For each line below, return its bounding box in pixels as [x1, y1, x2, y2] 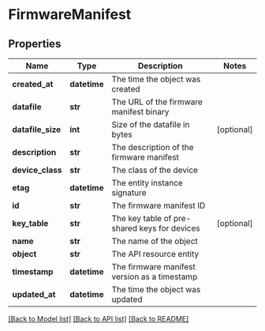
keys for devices [139, 223, 200, 234]
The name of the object [111, 235, 199, 246]
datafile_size [12, 124, 62, 135]
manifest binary [111, 107, 170, 117]
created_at [12, 79, 54, 89]
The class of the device [111, 164, 199, 175]
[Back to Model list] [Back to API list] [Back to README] [8, 314, 189, 323]
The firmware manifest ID [111, 200, 206, 211]
